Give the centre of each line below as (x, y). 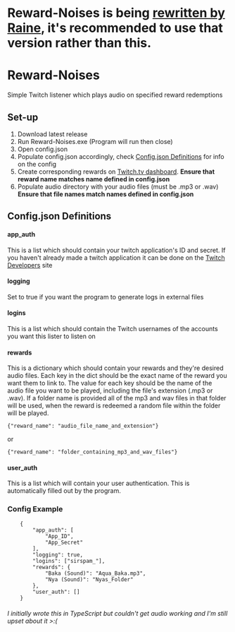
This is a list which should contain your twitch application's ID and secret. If (116, 250)
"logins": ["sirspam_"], (69, 561)
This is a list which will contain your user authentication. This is (99, 483)
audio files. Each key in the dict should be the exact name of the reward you (117, 376)
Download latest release (52, 134)
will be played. (28, 413)
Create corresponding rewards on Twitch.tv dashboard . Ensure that (116, 172)
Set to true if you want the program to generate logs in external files (106, 297)
